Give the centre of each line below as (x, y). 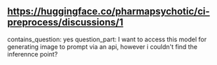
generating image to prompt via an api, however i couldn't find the (103, 46)
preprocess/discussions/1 (65, 23)
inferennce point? (33, 54)
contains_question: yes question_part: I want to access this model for (107, 39)
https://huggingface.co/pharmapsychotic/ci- (108, 12)
